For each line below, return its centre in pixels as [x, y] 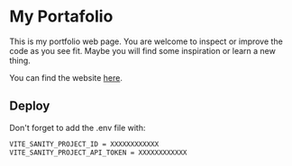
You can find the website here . [66, 77]
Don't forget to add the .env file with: [78, 127]
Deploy [30, 106]
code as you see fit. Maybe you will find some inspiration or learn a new [143, 50]
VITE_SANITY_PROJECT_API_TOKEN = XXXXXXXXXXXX [98, 153]
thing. [20, 60]
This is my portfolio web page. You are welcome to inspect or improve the [146, 41]
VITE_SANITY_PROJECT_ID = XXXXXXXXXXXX [84, 144]
